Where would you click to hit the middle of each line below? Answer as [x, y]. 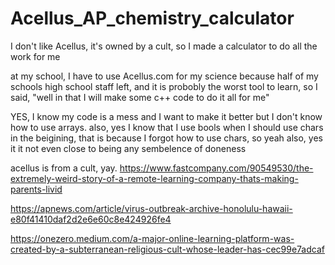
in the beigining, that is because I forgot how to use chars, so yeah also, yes [166, 138]
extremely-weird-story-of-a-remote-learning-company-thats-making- [154, 178]
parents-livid [36, 189]
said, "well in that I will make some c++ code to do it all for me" [140, 97]
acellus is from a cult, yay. [64, 168]
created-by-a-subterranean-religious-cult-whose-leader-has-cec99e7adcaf [167, 249]
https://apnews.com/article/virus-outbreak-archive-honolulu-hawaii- [151, 208]
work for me [35, 56]
